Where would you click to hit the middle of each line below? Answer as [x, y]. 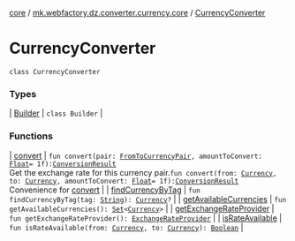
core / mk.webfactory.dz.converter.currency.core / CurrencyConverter [137, 13]
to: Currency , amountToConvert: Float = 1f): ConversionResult [124, 181]
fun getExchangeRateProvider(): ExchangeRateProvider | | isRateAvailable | [146, 218]
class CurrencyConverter [55, 72]
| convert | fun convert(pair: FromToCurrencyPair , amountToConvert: [136, 155]
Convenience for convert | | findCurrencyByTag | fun [105, 190]
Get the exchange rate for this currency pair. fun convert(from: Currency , [143, 172]
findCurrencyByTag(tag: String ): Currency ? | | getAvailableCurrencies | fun [148, 199]
